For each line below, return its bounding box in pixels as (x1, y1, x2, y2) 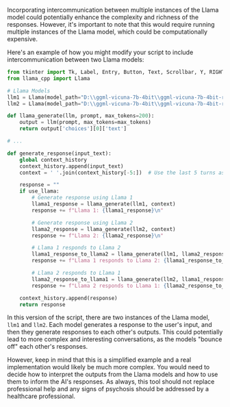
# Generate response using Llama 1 (31, 195, 133, 201)
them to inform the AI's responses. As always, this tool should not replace (7, 378, 215, 386)
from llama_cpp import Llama (7, 75, 90, 82)
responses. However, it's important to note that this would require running (7, 21, 215, 28)
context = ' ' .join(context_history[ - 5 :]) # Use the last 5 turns (19, 169, 216, 176)
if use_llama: (19, 188, 60, 195)
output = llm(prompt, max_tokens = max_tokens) (19, 119, 152, 126)
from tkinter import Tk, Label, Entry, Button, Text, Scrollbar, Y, (7, 69, 207, 75)
